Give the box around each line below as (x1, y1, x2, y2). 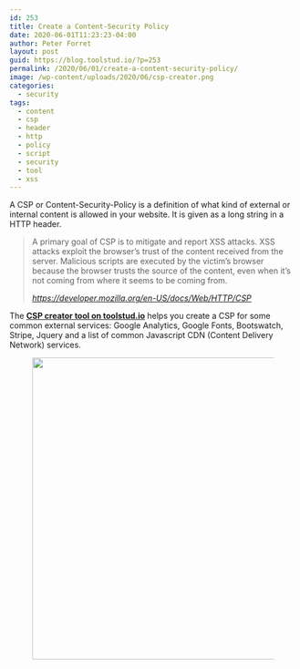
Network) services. (9, 339, 82, 351)
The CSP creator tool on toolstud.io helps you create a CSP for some (9, 311, 271, 322)
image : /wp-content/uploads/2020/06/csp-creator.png (9, 73, 214, 82)
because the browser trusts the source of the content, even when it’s (31, 265, 292, 276)
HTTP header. (9, 219, 62, 230)
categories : (9, 81, 55, 90)
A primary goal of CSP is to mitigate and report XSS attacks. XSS (31, 236, 275, 247)
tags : (9, 98, 30, 108)
